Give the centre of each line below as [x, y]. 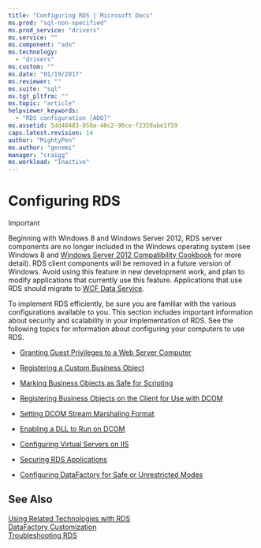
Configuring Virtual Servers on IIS [74, 444]
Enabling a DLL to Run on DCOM [72, 429]
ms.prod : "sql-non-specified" [58, 23]
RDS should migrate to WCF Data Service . [76, 289]
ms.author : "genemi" [42, 147]
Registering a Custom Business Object [82, 368]
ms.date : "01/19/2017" [45, 74]
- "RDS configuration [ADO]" [63, 118]
